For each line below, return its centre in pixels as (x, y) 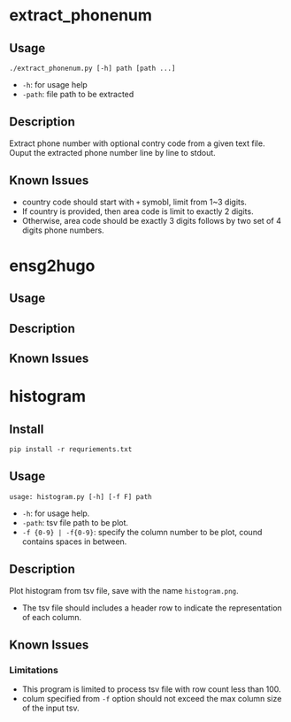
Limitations (34, 670)
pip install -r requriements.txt (71, 449)
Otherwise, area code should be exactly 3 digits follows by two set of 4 (151, 220)
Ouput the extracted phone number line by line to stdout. (113, 152)
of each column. (52, 617)
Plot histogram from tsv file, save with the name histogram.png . (124, 590)
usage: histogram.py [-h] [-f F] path (80, 496)
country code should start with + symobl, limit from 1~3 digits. (134, 202)
